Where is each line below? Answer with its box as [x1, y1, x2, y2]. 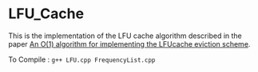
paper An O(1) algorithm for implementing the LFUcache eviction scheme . [8, 39, 251, 48]
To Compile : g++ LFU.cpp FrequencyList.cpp [8, 55, 156, 64]
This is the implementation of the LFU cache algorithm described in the [8, 31, 242, 40]
